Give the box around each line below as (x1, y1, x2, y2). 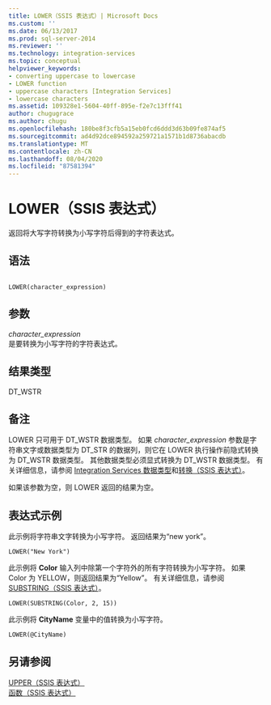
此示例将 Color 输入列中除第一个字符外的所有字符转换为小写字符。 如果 (8, 563, 246, 573)
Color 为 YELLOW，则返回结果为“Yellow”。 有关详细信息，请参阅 (8, 573, 225, 583)
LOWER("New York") (8, 548, 70, 556)
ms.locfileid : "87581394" (8, 163, 95, 171)
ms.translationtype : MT (8, 139, 89, 148)
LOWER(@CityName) (8, 631, 67, 639)
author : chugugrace (8, 110, 74, 118)
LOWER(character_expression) (8, 282, 107, 291)
